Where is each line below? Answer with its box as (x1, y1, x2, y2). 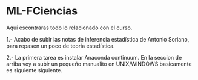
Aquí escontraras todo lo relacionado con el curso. (6, 24, 133, 31)
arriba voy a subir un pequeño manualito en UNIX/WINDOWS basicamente (6, 60, 192, 67)
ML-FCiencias (6, 4, 78, 18)
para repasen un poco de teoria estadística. (6, 42, 115, 49)
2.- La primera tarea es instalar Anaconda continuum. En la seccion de (6, 54, 182, 61)
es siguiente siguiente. (6, 66, 62, 73)
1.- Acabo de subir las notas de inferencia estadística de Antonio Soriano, (6, 35, 190, 43)
